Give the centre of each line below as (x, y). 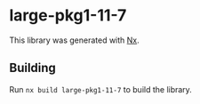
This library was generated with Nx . (74, 40)
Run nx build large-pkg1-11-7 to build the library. (101, 89)
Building (32, 68)
